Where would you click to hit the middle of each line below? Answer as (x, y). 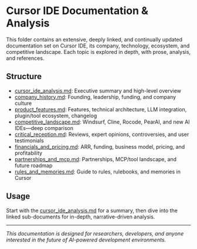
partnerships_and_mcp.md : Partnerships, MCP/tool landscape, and (96, 159)
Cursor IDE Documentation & (77, 11)
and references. (25, 58)
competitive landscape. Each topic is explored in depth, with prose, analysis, (98, 52)
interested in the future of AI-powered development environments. (86, 240)
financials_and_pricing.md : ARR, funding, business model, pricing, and (100, 146)
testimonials (29, 140)
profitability (28, 153)
